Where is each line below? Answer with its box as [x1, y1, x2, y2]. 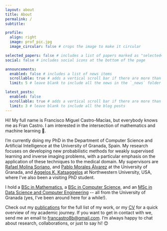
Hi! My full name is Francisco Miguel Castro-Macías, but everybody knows [5, 117, 158, 123]
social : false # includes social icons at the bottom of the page [5, 58, 146, 63]
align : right [9, 35, 37, 40]
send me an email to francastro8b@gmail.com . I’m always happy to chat [5, 215, 153, 221]
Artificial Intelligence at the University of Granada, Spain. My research [5, 142, 148, 148]
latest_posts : [5, 90, 35, 95]
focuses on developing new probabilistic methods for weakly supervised [5, 148, 154, 154]
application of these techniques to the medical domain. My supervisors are [5, 158, 159, 164]
